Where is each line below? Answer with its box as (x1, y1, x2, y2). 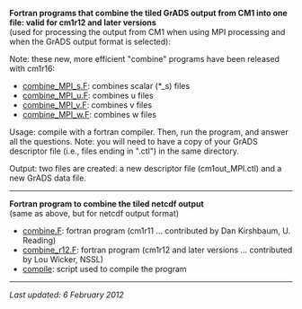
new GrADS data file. (9, 172, 87, 183)
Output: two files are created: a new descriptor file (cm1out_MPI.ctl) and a (9, 163, 282, 173)
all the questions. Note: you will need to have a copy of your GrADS (9, 137, 258, 146)
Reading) (22, 235, 57, 245)
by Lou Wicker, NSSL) (22, 254, 104, 264)
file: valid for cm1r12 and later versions (9, 17, 157, 28)
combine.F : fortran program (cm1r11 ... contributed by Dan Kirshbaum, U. (22, 225, 290, 236)
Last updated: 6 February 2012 (9, 289, 124, 300)
